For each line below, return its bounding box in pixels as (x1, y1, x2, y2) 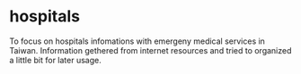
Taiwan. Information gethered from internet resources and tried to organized (9, 45, 292, 55)
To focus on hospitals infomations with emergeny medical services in (9, 36, 265, 46)
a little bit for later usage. (9, 54, 102, 65)
